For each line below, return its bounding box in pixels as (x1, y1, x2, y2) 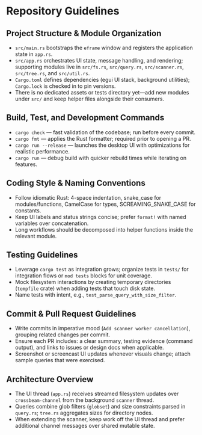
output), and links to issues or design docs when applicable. (14, 344, 164, 351)
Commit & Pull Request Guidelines (6, 309, 136, 319)
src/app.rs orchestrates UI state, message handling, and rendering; (14, 57, 183, 64)
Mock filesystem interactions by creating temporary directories (14, 279, 171, 286)
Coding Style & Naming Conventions (6, 178, 145, 188)
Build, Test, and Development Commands (6, 113, 165, 123)
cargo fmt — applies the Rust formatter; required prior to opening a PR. (14, 135, 191, 142)
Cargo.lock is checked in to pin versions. (14, 82, 116, 90)
